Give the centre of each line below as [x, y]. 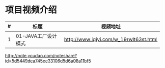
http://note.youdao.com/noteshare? [41, 55]
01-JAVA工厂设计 [36, 36]
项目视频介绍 [31, 10]
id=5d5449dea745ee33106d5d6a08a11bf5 [48, 61]
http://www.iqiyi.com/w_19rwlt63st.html [111, 39]
